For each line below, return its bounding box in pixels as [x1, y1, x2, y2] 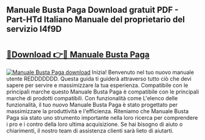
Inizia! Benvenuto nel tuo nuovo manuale [91, 68, 195, 76]
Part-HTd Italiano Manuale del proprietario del [6, 15, 185, 25]
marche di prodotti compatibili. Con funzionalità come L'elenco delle [6, 95, 178, 101]
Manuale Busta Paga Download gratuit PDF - [6, 5, 179, 15]
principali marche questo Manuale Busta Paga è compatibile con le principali [6, 88, 199, 95]
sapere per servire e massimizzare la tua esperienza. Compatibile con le [6, 82, 188, 89]
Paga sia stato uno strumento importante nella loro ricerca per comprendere [6, 114, 198, 121]
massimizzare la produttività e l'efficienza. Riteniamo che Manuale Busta [6, 108, 189, 115]
